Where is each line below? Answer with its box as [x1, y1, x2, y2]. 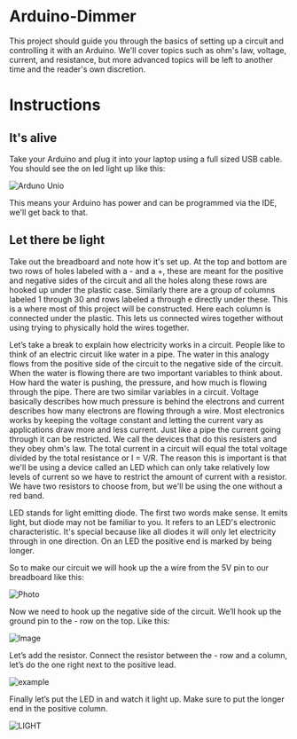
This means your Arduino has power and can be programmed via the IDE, [9, 197, 277, 208]
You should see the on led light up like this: [9, 162, 166, 174]
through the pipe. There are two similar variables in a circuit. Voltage [9, 386, 259, 397]
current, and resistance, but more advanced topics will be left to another [9, 54, 273, 65]
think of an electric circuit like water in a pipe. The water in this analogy [9, 349, 270, 359]
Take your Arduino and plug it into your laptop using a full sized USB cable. [9, 153, 283, 164]
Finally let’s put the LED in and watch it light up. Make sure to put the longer [9, 694, 285, 704]
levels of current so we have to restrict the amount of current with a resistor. [9, 471, 287, 482]
